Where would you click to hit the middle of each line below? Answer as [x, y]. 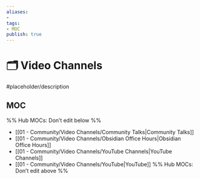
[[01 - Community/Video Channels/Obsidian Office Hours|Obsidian [98, 138]
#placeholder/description [38, 87]
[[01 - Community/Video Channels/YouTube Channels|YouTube [94, 151]
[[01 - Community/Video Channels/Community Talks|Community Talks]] [104, 132]
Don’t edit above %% [42, 171]
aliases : [17, 12]
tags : [13, 23]
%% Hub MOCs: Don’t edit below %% [54, 120]
